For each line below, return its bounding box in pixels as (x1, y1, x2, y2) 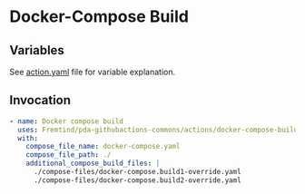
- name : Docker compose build (9, 116, 124, 126)
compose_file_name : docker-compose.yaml (25, 142, 181, 151)
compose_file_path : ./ (25, 150, 112, 160)
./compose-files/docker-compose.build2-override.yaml (33, 175, 242, 185)
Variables (9, 43, 65, 58)
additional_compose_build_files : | (25, 159, 161, 169)
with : (17, 133, 39, 142)
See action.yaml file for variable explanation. (9, 66, 175, 77)
